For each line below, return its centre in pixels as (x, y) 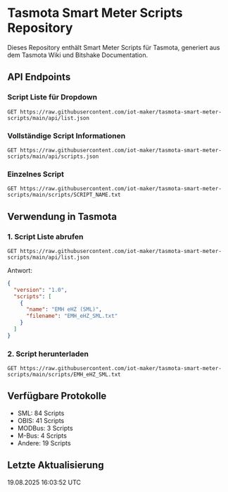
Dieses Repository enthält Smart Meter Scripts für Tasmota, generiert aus (114, 47)
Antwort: (20, 270)
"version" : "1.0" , (41, 290)
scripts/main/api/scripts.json (53, 156)
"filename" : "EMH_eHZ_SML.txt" (72, 316)
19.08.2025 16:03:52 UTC (44, 482)
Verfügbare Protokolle (57, 396)
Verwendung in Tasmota (62, 216)
